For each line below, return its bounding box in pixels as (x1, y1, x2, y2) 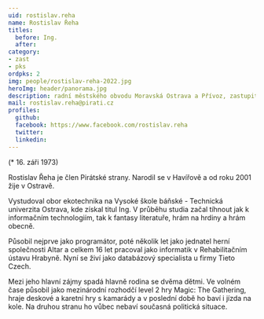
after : (15, 41, 37, 49)
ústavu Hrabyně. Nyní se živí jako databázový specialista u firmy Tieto (8, 253, 236, 262)
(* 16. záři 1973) (8, 157, 59, 167)
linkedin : (15, 135, 47, 144)
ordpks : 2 (8, 70, 41, 78)
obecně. (8, 221, 35, 230)
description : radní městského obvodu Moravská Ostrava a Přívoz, (8, 92, 226, 100)
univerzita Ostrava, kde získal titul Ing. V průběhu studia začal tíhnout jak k (8, 204, 250, 214)
